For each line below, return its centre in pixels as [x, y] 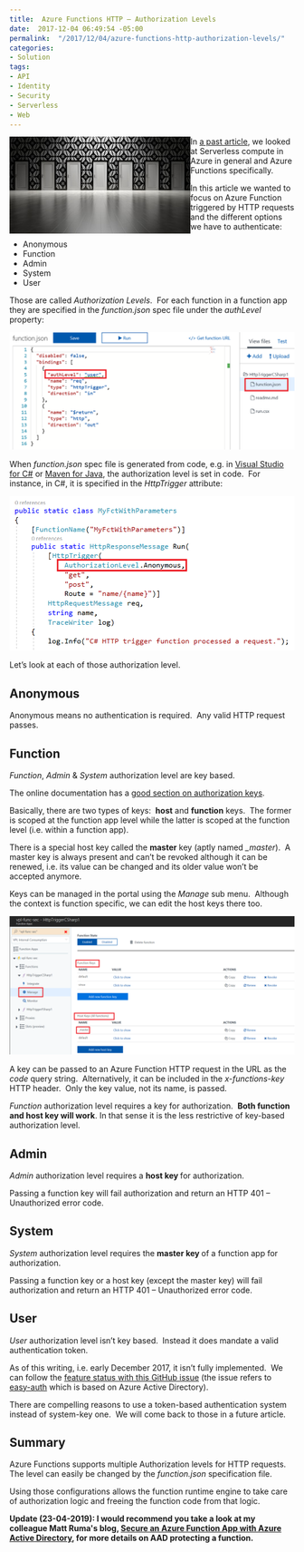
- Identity [30, 86]
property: [27, 320]
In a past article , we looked [241, 142]
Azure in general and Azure [241, 161]
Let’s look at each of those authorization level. [95, 665]
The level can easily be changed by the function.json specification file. [141, 1474]
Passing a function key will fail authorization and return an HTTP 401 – [140, 1194]
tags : [19, 67]
